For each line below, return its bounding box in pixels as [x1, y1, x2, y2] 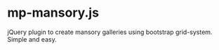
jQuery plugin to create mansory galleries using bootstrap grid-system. [7, 28, 213, 36]
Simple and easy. [7, 35, 58, 43]
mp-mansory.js [7, 5, 100, 21]
